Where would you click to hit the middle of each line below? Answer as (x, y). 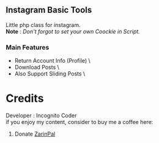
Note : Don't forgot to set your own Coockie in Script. (73, 31)
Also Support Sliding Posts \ (50, 74)
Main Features (28, 47)
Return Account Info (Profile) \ (53, 61)
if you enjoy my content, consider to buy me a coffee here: (79, 122)
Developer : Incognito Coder (41, 115)
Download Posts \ (37, 68)
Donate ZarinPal (35, 134)
